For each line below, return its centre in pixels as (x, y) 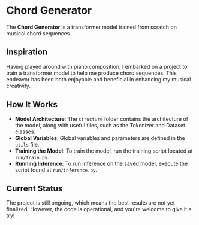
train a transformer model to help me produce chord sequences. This (91, 73)
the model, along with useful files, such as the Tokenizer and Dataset (100, 125)
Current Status (34, 188)
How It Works (32, 104)
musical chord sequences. (39, 33)
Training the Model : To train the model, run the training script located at (104, 151)
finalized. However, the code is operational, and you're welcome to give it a (99, 209)
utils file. (27, 144)
